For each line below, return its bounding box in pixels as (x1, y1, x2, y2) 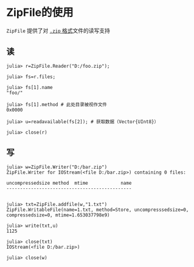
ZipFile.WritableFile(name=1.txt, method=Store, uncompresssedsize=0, (6, 207, 189, 213)
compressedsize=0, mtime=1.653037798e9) (6, 212, 111, 218)
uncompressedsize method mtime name (6, 180, 132, 186)
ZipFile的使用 (6, 5, 74, 20)
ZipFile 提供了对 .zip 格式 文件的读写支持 (6, 27, 111, 34)
